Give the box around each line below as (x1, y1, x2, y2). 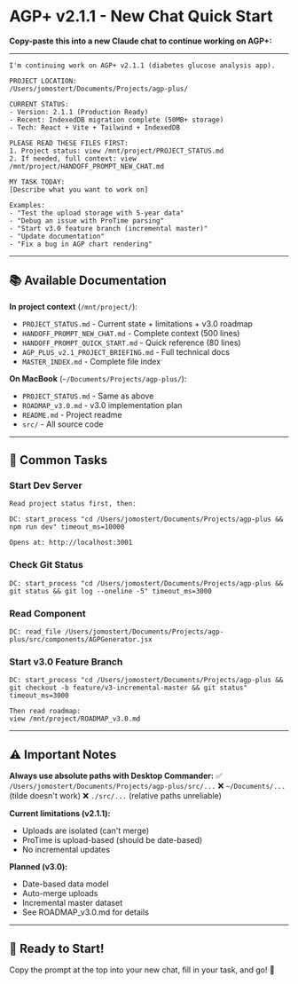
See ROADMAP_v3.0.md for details (21, 907, 149, 917)
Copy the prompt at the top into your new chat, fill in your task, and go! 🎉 (9, 964, 275, 975)
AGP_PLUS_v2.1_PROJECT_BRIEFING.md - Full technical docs (21, 346, 231, 357)
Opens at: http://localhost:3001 (9, 539, 133, 547)
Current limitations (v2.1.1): (9, 808, 111, 819)
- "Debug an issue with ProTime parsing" (9, 216, 165, 225)
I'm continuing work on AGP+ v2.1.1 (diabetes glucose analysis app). (9, 60, 276, 70)
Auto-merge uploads (21, 888, 98, 899)
